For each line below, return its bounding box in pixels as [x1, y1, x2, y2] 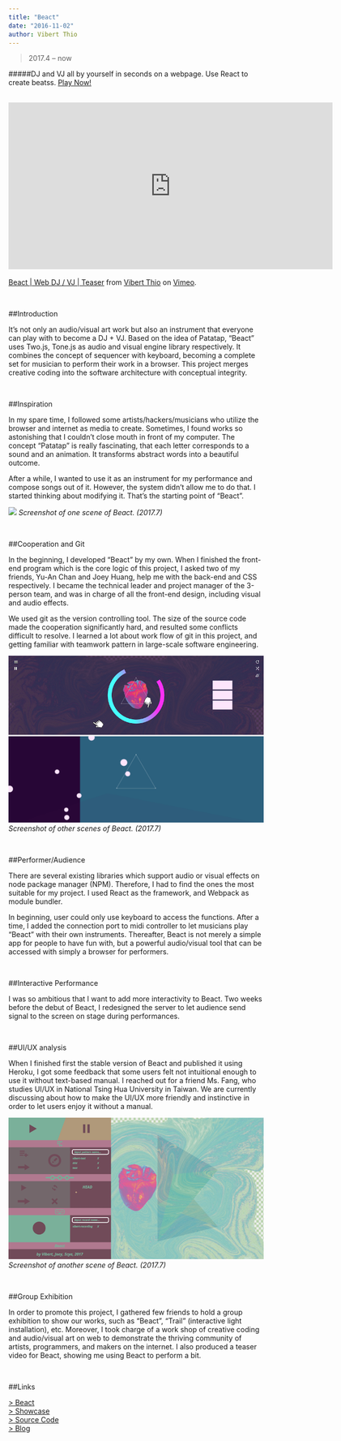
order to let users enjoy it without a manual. [8, 1102, 153, 1112]
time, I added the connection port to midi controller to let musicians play [8, 921, 249, 931]
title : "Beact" [8, 13, 60, 21]
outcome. [8, 458, 40, 468]
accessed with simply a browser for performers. [8, 947, 169, 957]
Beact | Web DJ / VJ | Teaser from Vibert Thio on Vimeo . [8, 277, 197, 287]
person [8, 589, 32, 600]
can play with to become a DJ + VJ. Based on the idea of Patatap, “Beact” [8, 333, 255, 343]
